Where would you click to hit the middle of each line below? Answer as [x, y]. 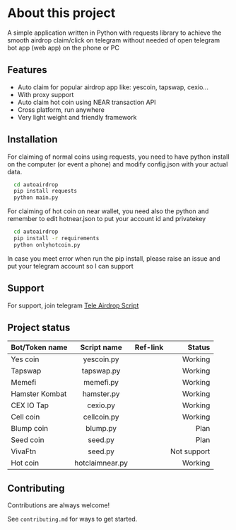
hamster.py [101, 394]
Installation [33, 140]
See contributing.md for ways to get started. [72, 519]
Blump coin [29, 429]
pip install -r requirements [57, 239]
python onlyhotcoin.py [47, 245]
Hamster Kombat [39, 394]
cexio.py [101, 405]
